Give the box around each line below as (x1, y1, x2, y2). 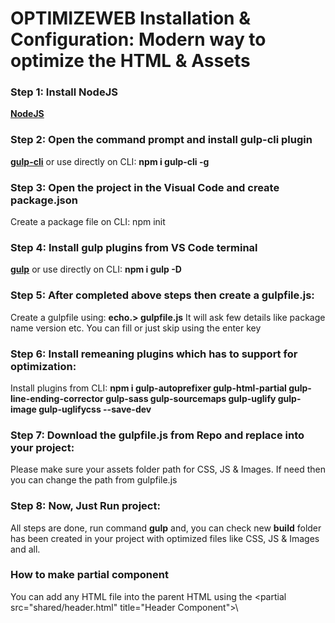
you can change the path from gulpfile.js (10, 474, 178, 486)
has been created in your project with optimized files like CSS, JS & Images (10, 532, 320, 544)
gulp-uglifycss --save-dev (38, 403, 152, 415)
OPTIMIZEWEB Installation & (10, 7, 251, 30)
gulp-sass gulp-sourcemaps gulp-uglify (105, 392, 277, 404)
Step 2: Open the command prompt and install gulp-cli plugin (10, 133, 313, 147)
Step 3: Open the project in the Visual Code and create (10, 180, 280, 194)
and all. (10, 543, 41, 555)
